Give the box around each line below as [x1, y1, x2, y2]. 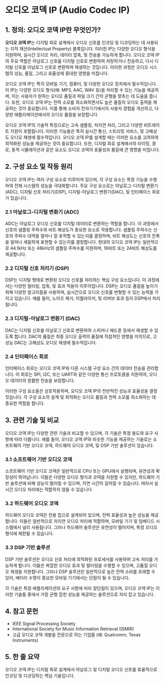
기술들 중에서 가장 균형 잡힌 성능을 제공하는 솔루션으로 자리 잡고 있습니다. [14, 591, 155, 597]
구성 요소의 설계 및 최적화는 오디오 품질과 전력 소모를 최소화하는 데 [29, 394, 156, 400]
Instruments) [12, 637, 38, 643]
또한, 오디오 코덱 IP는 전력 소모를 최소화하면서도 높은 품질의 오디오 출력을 [11, 99, 152, 105]
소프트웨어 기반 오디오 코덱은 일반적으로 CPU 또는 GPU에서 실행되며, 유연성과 [5, 468, 155, 474]
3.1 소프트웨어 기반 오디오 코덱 [5, 456, 72, 463]
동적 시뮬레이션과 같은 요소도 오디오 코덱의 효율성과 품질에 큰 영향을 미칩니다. [11, 147, 160, 153]
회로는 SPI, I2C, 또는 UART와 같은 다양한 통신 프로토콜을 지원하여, [20, 371, 148, 377]
